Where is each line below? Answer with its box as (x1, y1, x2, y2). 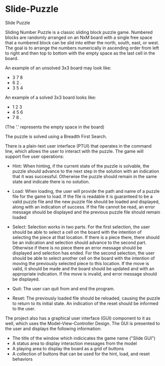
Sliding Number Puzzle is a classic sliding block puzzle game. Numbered (5, 29, 153, 35)
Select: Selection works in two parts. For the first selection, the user (12, 224, 150, 230)
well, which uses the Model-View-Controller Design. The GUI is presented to (5, 320, 160, 326)
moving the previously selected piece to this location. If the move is (12, 260, 149, 266)
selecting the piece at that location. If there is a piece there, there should (12, 234, 160, 240)
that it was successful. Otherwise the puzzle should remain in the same (12, 173, 157, 179)
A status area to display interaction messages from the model (12, 340, 137, 346)
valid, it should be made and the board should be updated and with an (12, 266, 155, 272)
